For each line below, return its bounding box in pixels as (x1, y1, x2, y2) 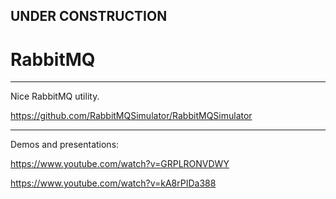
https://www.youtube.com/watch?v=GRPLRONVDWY (10, 158, 230, 170)
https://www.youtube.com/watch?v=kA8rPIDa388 (10, 177, 217, 189)
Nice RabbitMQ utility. (10, 90, 100, 103)
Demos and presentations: (10, 139, 120, 151)
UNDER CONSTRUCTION (10, 8, 168, 25)
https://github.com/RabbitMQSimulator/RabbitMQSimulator (10, 110, 253, 122)
